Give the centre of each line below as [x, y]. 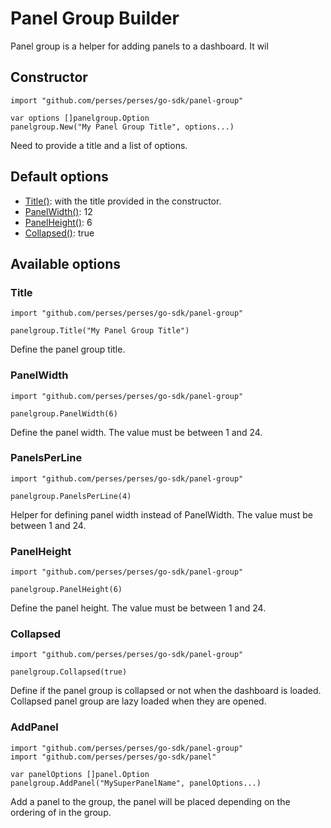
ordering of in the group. [61, 812]
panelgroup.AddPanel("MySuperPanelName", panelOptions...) [136, 783]
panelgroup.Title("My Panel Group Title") [100, 331]
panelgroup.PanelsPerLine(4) [71, 496]
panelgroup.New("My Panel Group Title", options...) [122, 127]
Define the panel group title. [68, 349]
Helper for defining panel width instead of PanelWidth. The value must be [161, 514]
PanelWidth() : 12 [58, 211]
